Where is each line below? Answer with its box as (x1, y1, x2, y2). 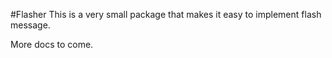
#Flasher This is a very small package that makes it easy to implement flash (10, 9, 322, 20)
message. (10, 19, 51, 31)
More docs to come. (10, 39, 94, 50)
